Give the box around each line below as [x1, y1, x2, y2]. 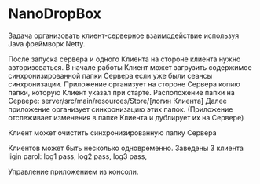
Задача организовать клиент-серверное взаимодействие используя [8, 31, 240, 40]
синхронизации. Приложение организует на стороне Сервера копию [8, 79, 241, 89]
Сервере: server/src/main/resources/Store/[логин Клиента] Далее [8, 96, 228, 105]
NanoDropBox [8, 5, 102, 23]
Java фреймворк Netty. [8, 39, 86, 48]
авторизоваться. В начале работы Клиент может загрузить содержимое [8, 62, 253, 72]
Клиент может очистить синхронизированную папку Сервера [8, 127, 218, 138]
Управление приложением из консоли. [8, 167, 139, 176]
